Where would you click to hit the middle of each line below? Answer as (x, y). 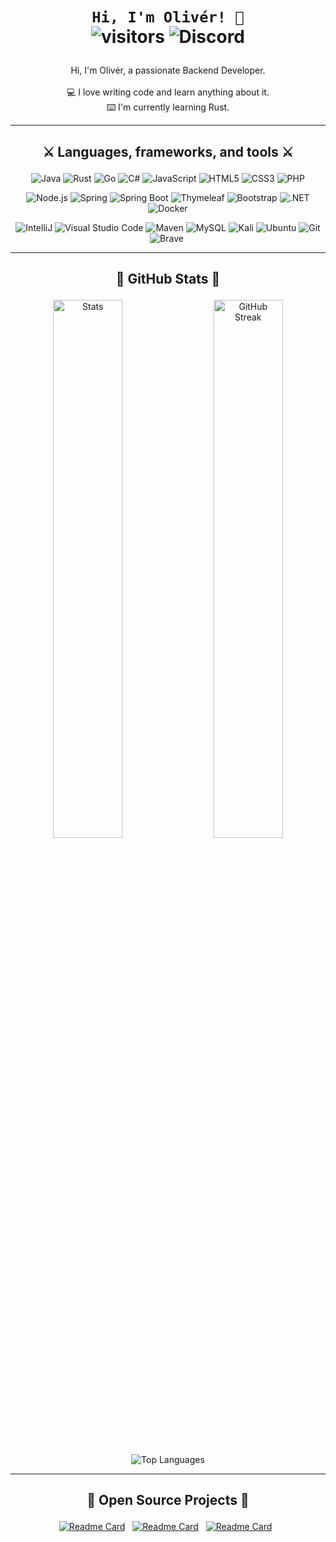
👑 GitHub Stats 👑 (168, 278)
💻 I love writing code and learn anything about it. (168, 92)
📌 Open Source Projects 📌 (168, 1500)
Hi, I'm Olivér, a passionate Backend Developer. (168, 70)
